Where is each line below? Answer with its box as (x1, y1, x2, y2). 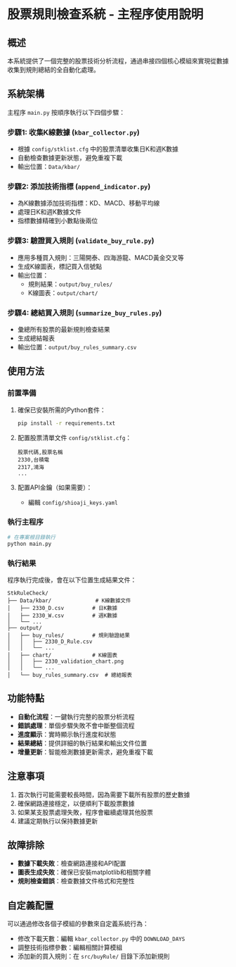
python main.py (7, 540, 52, 547)
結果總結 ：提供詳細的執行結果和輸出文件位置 (17, 739, 147, 747)
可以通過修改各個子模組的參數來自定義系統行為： (7, 920, 149, 928)
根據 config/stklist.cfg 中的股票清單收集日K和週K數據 (17, 145, 179, 154)
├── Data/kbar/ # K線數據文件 (7, 597, 131, 604)
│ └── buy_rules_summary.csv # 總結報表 (7, 671, 132, 678)
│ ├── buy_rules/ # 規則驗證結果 (7, 632, 130, 639)
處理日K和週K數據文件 (17, 208, 82, 216)
